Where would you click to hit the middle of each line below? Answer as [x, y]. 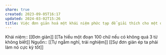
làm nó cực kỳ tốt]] [24, 47]
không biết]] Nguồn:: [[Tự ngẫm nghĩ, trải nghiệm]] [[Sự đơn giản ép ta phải [82, 42]
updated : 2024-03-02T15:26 [33, 18]
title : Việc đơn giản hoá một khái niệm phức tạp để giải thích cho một [82, 23]
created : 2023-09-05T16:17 [33, 14]
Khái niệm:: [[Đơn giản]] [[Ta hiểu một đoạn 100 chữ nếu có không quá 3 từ [82, 37]
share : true [17, 9]
